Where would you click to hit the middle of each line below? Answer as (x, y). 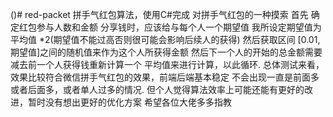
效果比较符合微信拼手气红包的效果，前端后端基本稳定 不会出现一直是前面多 (165, 77)
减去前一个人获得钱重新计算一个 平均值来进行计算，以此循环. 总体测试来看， (167, 64)
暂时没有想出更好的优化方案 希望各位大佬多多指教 (129, 102)
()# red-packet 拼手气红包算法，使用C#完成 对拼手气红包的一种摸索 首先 (159, 14)
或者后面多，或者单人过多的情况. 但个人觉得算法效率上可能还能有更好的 (157, 89)
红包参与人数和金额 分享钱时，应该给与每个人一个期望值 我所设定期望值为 (170, 27)
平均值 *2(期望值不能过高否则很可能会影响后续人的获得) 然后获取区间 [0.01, (165, 39)
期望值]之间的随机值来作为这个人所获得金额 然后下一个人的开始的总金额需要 (166, 52)
